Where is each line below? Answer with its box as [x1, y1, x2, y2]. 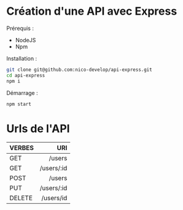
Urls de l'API [6, 121, 70, 135]
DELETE [9, 194, 33, 203]
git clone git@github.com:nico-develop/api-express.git [6, 66, 152, 73]
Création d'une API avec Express [6, 4, 177, 18]
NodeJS [15, 36, 36, 43]
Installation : [6, 54, 37, 62]
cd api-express [6, 72, 45, 78]
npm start [6, 101, 32, 107]
